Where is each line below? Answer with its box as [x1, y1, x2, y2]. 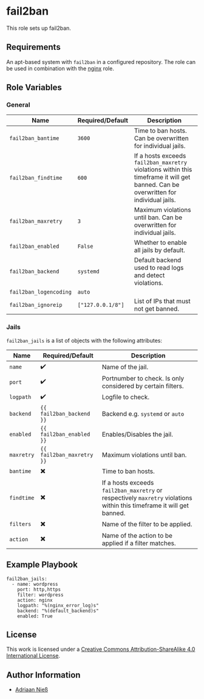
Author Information [6, 670, 81, 680]
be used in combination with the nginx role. [6, 65, 114, 72]
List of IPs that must [134, 297, 191, 306]
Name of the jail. [101, 363, 149, 371]
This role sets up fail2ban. [6, 24, 72, 32]
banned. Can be [134, 181, 180, 189]
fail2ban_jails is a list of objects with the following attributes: [6, 337, 163, 344]
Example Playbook [6, 560, 78, 570]
